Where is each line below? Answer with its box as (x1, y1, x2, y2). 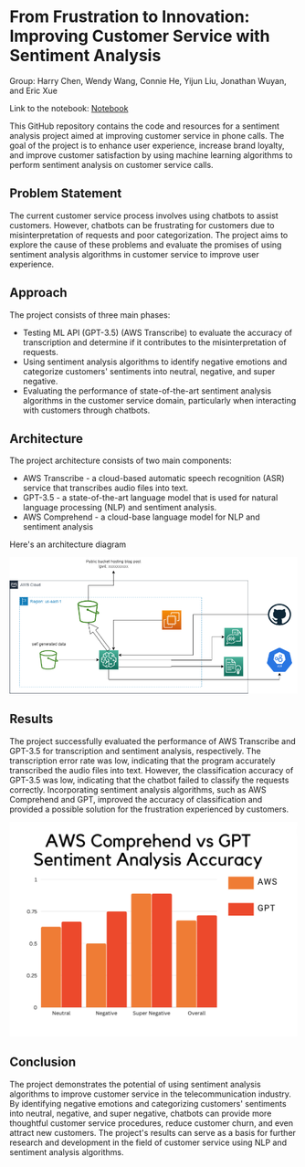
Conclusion (9, 1055, 77, 1070)
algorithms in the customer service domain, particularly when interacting (22, 394, 297, 405)
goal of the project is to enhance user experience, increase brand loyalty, (9, 140, 285, 151)
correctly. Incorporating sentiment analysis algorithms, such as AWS (9, 783, 267, 795)
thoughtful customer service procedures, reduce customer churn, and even (9, 1117, 294, 1129)
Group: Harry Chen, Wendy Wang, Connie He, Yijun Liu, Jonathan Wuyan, (9, 75, 288, 86)
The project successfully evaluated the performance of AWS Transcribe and (9, 735, 297, 746)
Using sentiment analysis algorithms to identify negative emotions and (22, 356, 288, 367)
